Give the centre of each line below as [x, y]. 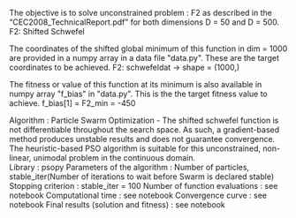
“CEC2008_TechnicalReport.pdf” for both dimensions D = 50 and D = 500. [144, 22]
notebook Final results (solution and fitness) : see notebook [117, 205]
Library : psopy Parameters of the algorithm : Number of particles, [129, 167]
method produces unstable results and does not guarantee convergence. [142, 139]
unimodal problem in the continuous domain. [114, 158]
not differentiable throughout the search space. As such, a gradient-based [144, 130]
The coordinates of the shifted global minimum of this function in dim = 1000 [148, 49]
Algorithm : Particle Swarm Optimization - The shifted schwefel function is [144, 120]
